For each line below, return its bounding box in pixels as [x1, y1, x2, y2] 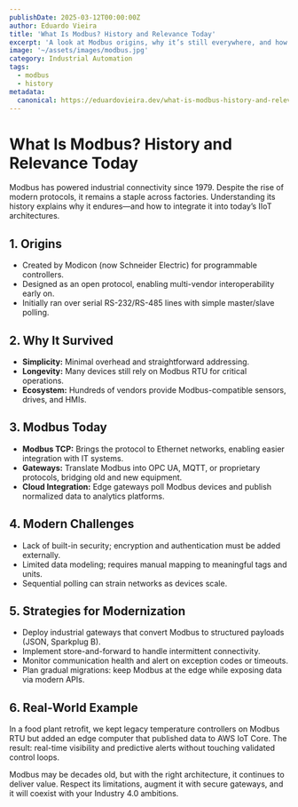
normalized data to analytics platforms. [21, 491, 165, 501]
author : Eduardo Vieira [9, 21, 98, 30]
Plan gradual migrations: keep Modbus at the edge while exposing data [21, 665, 282, 675]
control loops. [9, 752, 60, 763]
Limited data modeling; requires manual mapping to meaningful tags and [21, 559, 287, 570]
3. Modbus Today [9, 419, 108, 435]
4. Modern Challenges [9, 516, 135, 531]
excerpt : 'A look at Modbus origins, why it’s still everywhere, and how [9, 37, 288, 47]
